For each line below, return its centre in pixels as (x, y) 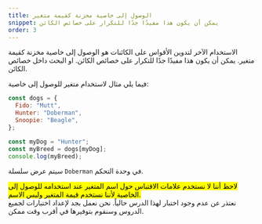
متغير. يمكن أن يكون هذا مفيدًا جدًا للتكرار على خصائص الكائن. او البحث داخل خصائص (131, 60)
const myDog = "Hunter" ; (49, 142)
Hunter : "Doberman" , (49, 113)
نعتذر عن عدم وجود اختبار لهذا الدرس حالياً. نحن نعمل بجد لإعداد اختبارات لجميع (122, 203)
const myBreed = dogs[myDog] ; (58, 149)
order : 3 (22, 30)
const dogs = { (33, 99)
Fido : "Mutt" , (38, 106)
